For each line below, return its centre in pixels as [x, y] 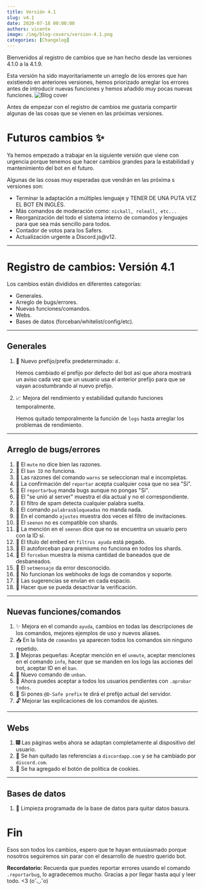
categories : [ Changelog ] [38, 40]
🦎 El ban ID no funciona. [46, 471]
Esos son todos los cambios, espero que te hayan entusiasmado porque [97, 849]
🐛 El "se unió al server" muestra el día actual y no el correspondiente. [102, 497]
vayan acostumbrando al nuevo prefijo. [64, 385]
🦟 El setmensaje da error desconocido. [63, 567]
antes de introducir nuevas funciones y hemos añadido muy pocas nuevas [100, 88]
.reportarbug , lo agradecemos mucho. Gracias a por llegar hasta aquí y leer [101, 874]
